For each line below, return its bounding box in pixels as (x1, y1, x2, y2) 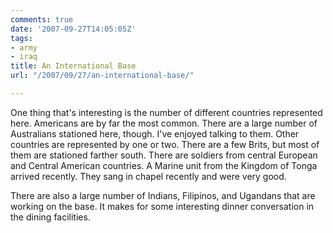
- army (10, 42, 38, 53)
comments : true (10, 14, 74, 25)
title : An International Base (10, 61, 137, 71)
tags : (10, 33, 33, 43)
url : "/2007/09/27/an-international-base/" (10, 71, 195, 81)
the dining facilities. (10, 211, 91, 223)
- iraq (10, 52, 38, 62)
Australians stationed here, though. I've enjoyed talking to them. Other (10, 127, 300, 140)
